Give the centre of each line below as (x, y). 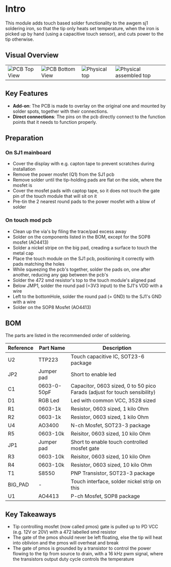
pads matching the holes (38, 264)
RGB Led (49, 401)
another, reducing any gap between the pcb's (60, 275)
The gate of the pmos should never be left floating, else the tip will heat (87, 537)
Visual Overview (32, 55)
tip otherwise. (20, 39)
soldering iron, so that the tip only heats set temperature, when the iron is (82, 28)
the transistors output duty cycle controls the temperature (73, 559)
